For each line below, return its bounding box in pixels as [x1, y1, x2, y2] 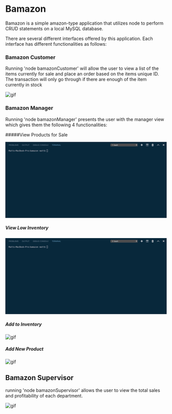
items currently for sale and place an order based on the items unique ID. [5, 71, 159, 77]
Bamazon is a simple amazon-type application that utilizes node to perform [5, 20, 164, 26]
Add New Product [5, 346, 44, 352]
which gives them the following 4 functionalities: [5, 122, 107, 128]
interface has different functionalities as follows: [5, 41, 107, 47]
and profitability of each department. [5, 392, 83, 399]
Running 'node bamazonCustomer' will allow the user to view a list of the [5, 65, 159, 72]
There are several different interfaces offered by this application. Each [5, 35, 153, 42]
